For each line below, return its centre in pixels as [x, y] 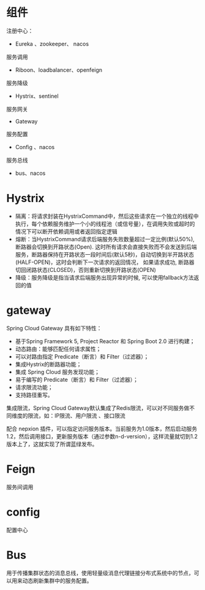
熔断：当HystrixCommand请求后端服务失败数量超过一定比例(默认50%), [105, 239]
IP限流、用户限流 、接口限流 [90, 416]
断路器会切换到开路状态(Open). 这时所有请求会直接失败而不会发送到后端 [106, 247]
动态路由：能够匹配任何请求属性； [58, 349]
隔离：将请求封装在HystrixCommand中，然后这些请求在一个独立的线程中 [107, 216]
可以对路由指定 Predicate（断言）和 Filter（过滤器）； [82, 356]
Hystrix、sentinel [37, 96]
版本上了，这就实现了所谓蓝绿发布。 [52, 444]
